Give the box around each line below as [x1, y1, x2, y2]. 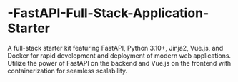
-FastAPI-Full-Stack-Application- [7, 5, 209, 21]
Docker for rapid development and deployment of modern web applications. [7, 51, 231, 60]
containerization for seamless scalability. [7, 66, 127, 75]
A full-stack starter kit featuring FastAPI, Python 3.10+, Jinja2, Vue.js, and [7, 43, 224, 52]
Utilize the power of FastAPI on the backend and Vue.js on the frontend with [7, 58, 232, 67]
